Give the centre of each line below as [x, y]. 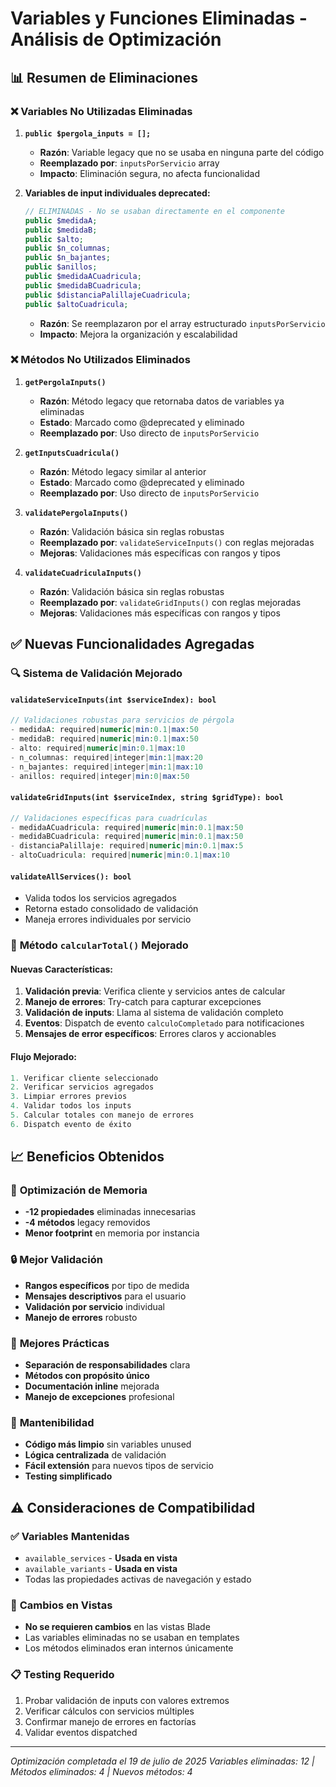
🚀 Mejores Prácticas [60, 1343]
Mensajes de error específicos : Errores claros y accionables [150, 1034]
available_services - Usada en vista [101, 1558]
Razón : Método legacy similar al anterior [123, 471]
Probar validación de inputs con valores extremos [127, 1700]
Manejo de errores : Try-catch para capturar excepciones [143, 1002]
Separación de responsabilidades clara [107, 1365]
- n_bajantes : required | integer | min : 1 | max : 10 [106, 767]
